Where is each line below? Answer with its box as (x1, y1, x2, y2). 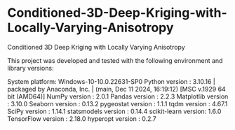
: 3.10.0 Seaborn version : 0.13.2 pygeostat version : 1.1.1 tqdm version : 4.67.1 (7, 99, 228, 108)
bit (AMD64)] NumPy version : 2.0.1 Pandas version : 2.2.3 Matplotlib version (7, 92, 229, 101)
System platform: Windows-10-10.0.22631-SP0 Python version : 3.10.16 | (7, 77, 215, 85)
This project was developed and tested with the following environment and (7, 56, 223, 64)
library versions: (7, 64, 54, 72)
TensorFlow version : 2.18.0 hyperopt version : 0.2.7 (7, 114, 156, 123)
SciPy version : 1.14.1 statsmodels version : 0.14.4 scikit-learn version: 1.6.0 (7, 107, 222, 115)
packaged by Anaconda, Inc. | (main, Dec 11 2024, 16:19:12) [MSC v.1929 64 (7, 85, 226, 93)
